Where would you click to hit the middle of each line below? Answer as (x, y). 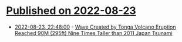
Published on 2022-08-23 (71, 11)
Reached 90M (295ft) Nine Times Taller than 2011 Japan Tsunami (93, 33)
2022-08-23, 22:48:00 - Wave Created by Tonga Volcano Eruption (95, 27)
